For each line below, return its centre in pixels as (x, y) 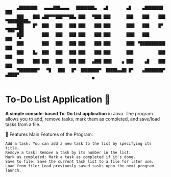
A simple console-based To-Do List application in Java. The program (79, 113)
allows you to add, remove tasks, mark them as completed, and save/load (83, 119)
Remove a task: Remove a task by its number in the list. (68, 153)
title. (12, 148)
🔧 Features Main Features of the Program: (49, 134)
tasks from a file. (23, 124)
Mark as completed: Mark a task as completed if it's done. (71, 157)
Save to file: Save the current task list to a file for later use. (80, 161)
